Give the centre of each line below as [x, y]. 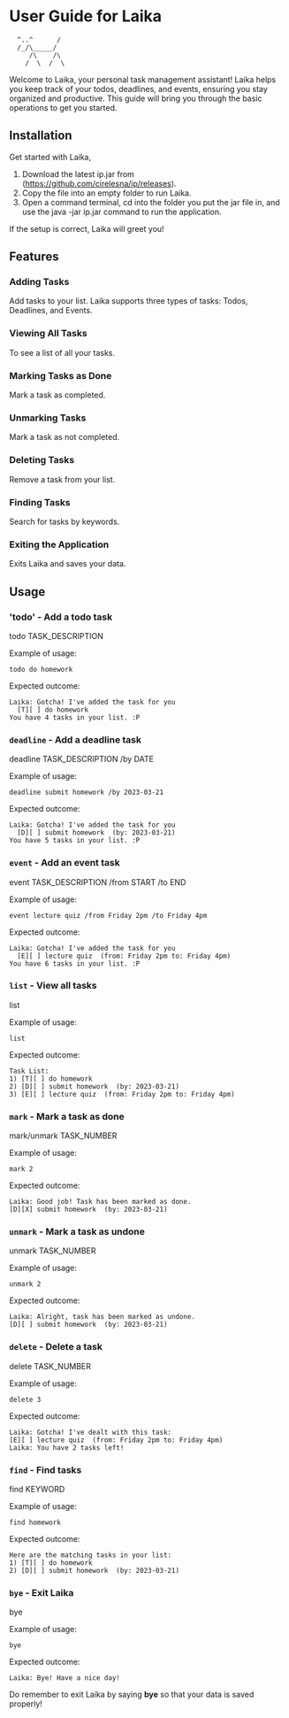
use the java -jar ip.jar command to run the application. [122, 212]
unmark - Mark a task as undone [77, 1232]
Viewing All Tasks [48, 334]
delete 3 [25, 1399]
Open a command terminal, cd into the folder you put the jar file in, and [151, 202]
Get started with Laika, [50, 157]
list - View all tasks [53, 986]
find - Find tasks [46, 1469]
